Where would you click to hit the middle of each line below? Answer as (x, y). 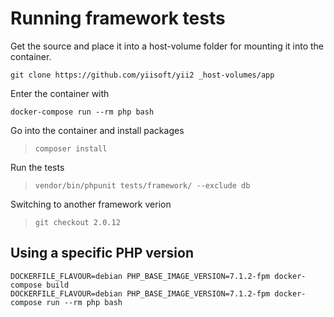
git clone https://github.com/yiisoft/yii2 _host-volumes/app (142, 75)
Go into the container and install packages (97, 130)
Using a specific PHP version (102, 253)
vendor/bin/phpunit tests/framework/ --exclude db (142, 185)
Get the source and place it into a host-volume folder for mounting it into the (167, 46)
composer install (71, 148)
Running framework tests (118, 18)
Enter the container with (60, 93)
